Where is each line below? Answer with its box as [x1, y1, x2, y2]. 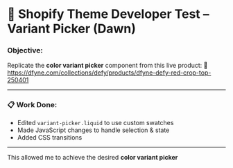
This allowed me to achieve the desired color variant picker [7, 153, 178, 161]
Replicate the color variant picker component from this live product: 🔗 [7, 62, 208, 70]
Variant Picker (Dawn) [7, 21, 137, 37]
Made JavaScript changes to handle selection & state [17, 126, 170, 134]
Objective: [7, 46, 43, 55]
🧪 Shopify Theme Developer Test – [7, 6, 209, 22]
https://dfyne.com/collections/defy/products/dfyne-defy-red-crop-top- [7, 68, 212, 77]
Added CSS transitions [17, 133, 83, 141]
